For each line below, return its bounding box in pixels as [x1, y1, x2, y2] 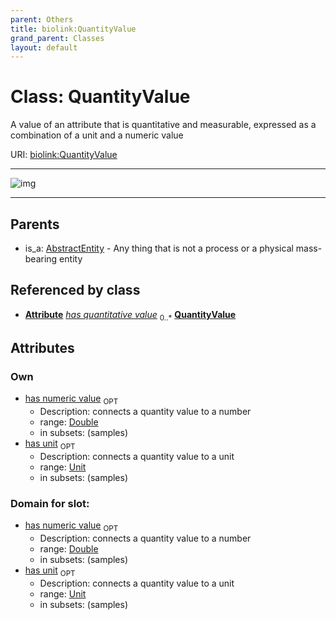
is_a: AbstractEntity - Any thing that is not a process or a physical [24, 242, 294, 254]
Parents [10, 216, 60, 233]
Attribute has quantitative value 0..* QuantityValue [24, 308, 237, 323]
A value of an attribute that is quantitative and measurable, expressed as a [10, 119, 317, 131]
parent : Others [10, 14, 74, 25]
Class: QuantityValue [10, 86, 191, 108]
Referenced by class [10, 282, 141, 299]
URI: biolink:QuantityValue [10, 149, 118, 161]
